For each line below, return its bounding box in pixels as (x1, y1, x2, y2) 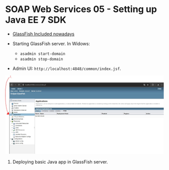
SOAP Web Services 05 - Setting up (5, 4, 157, 15)
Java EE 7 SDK (5, 14, 66, 26)
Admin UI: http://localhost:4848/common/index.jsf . (12, 65, 122, 71)
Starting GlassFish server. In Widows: (12, 40, 91, 46)
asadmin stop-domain (20, 56, 63, 61)
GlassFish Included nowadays (12, 31, 74, 37)
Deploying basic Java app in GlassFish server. (12, 159, 108, 165)
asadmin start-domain (20, 51, 65, 56)
